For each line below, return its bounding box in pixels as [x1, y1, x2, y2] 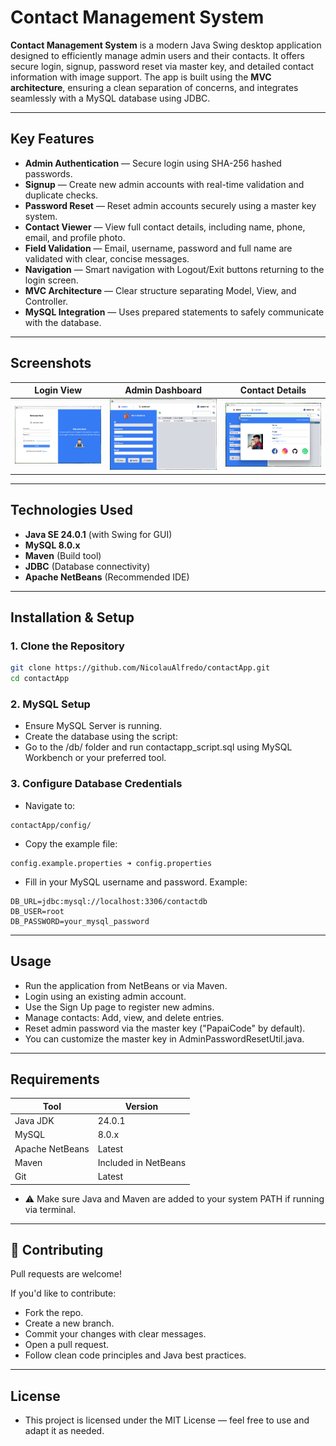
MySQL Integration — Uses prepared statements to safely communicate [24, 306, 325, 318]
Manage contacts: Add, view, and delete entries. [24, 1011, 225, 1023]
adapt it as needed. [24, 1425, 105, 1437]
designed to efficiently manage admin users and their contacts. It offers [10, 49, 305, 61]
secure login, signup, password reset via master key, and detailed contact [10, 60, 315, 72]
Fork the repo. [24, 1307, 84, 1319]
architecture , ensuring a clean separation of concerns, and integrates [10, 81, 299, 93]
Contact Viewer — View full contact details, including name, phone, [24, 221, 306, 233]
